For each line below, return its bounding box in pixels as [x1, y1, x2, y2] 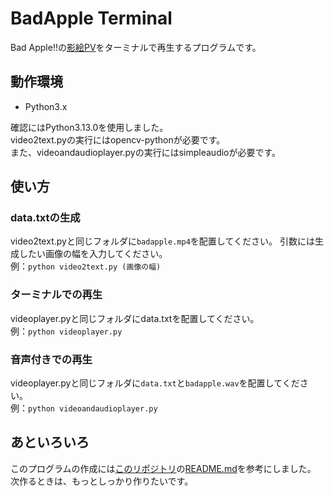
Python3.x [24, 100, 68, 112]
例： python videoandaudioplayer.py [10, 402, 158, 414]
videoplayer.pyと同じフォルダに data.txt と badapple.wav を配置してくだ [10, 377, 300, 389]
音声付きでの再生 [10, 352, 93, 366]
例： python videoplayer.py [10, 325, 123, 337]
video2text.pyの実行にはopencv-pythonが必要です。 [10, 133, 226, 146]
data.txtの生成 [10, 211, 81, 225]
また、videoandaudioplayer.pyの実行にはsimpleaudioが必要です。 [10, 146, 282, 158]
